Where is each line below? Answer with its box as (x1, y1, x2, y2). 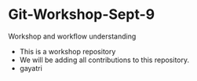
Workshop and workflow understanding (8, 31, 137, 41)
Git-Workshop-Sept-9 (8, 6, 155, 24)
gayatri (19, 63, 43, 72)
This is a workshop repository (19, 46, 116, 56)
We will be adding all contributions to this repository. (19, 55, 190, 64)
